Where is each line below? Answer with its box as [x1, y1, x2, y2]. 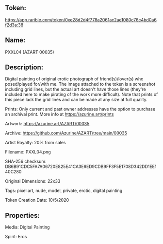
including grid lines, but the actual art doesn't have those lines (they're [5, 86, 147, 92]
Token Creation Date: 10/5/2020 [5, 197, 69, 203]
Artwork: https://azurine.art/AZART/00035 [5, 121, 90, 127]
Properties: [5, 211, 40, 220]
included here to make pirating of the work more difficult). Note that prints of [5, 92, 158, 97]
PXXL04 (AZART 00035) [5, 49, 54, 55]
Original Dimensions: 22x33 [5, 178, 61, 184]
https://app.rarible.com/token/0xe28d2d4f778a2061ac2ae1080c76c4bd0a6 [5, 17, 157, 22]
